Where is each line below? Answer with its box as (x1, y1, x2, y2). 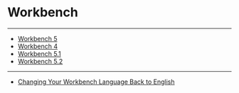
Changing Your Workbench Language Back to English (17, 77, 175, 86)
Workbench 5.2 (17, 57, 63, 65)
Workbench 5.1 (17, 49, 62, 58)
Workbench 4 (17, 42, 58, 50)
